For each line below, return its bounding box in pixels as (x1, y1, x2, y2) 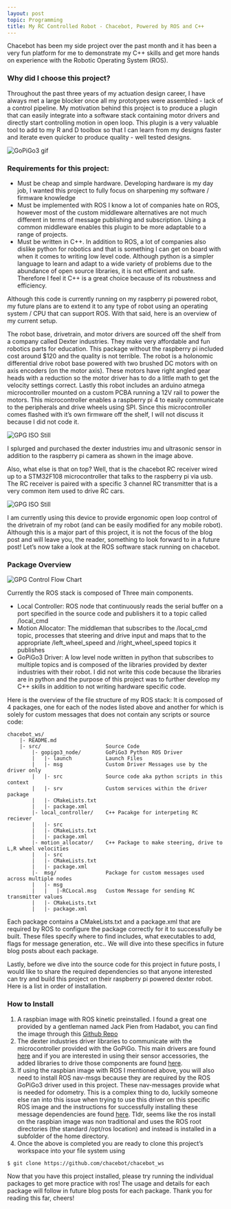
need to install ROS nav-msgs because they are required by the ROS (16, 1074, 211, 1082)
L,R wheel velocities (7, 845, 69, 853)
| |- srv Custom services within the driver (32, 785, 208, 792)
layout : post (7, 10, 45, 17)
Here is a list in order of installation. (7, 982, 108, 990)
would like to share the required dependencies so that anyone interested (7, 968, 212, 976)
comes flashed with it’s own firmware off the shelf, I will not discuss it (7, 410, 204, 418)
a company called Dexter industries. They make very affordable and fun (7, 337, 211, 345)
